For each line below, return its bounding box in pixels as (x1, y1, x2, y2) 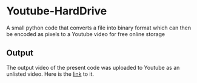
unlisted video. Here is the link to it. (6, 70, 95, 78)
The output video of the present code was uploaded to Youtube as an (6, 64, 180, 71)
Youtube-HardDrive (6, 4, 107, 18)
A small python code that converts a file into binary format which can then (6, 24, 192, 31)
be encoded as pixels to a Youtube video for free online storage (6, 30, 165, 37)
